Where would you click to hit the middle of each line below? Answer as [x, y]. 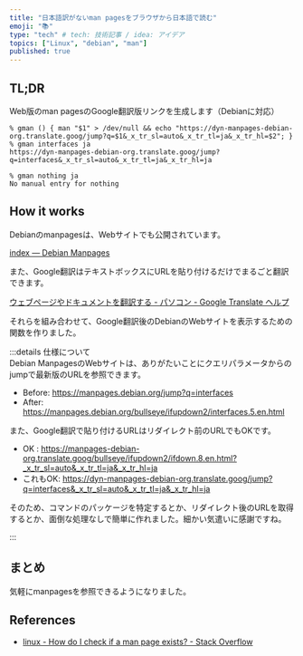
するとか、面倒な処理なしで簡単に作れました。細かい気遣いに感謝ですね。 [148, 518]
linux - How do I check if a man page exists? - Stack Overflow [137, 642]
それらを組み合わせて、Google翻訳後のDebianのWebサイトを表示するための [151, 321]
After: [33, 402]
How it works [47, 212]
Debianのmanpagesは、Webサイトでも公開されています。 [118, 234]
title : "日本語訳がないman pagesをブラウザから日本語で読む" [113, 18]
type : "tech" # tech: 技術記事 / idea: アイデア [97, 34]
